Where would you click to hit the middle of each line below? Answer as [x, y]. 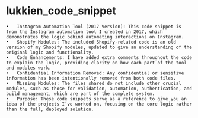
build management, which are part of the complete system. [81, 94]
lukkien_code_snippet [61, 11]
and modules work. [29, 68]
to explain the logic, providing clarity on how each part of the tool [96, 63]
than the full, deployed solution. [50, 109]
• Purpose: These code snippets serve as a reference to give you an [96, 99]
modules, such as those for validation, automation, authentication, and [99, 88]
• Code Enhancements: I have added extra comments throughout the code [99, 57]
